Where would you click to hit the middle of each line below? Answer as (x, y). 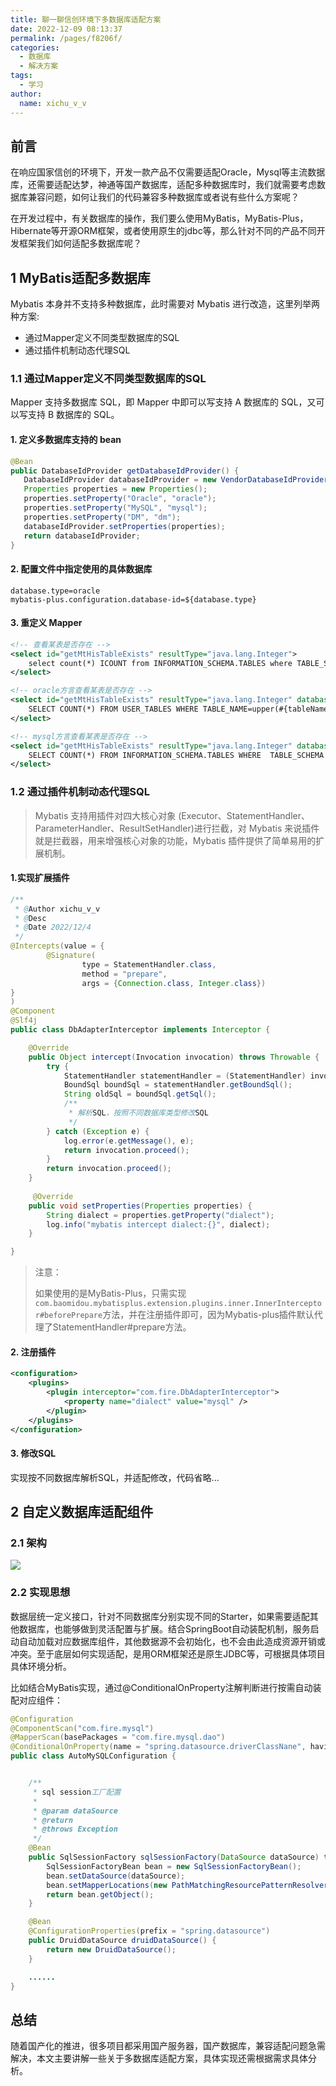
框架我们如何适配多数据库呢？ (80, 243)
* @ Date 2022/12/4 (53, 927)
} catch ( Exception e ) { (98, 1131)
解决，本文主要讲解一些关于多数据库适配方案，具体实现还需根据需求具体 (159, 2058)
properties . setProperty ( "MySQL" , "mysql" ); (115, 508)
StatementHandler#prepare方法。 (122, 1327)
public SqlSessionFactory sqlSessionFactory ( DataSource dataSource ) (174, 1857)
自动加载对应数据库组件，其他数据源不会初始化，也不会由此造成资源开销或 (172, 1641)
